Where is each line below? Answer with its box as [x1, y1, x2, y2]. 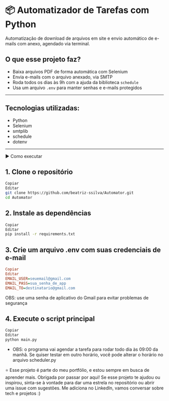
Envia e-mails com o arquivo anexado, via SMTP [12, 74, 113, 80]
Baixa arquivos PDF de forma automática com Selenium [12, 68, 128, 74]
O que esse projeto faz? [5, 55, 81, 64]
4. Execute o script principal [5, 314, 95, 323]
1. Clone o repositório [5, 168, 73, 176]
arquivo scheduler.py [12, 357, 56, 363]
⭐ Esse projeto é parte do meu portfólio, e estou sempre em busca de [5, 367, 150, 373]
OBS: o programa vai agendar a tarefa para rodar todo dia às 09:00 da [12, 346, 158, 352]
